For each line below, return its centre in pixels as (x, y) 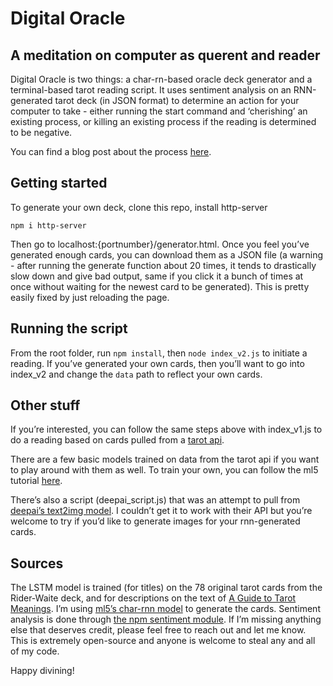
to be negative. (41, 132)
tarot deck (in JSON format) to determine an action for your (177, 100)
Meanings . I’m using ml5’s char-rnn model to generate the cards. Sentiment (165, 609)
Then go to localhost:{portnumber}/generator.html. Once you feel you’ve (160, 244)
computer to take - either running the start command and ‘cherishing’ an (159, 111)
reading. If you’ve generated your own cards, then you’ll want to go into (157, 363)
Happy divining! (42, 671)
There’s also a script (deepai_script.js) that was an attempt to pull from (155, 500)
